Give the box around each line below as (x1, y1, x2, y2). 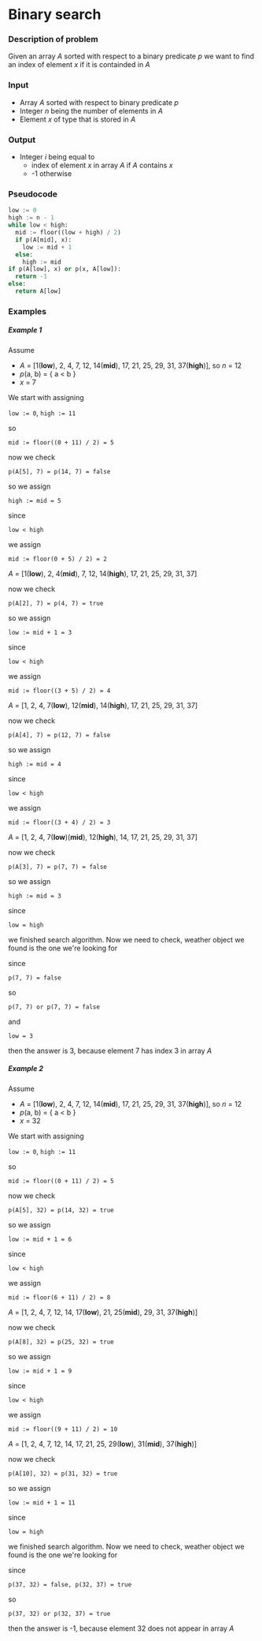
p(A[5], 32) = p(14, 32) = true (8, 1206, 114, 1214)
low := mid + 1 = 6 (8, 1235, 72, 1243)
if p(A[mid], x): (15, 235, 72, 244)
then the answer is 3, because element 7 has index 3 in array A (8, 1046, 212, 1055)
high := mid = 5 (8, 496, 61, 504)
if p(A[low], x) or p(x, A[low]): (8, 265, 122, 273)
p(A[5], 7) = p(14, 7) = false (8, 467, 111, 475)
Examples (8, 305, 47, 317)
